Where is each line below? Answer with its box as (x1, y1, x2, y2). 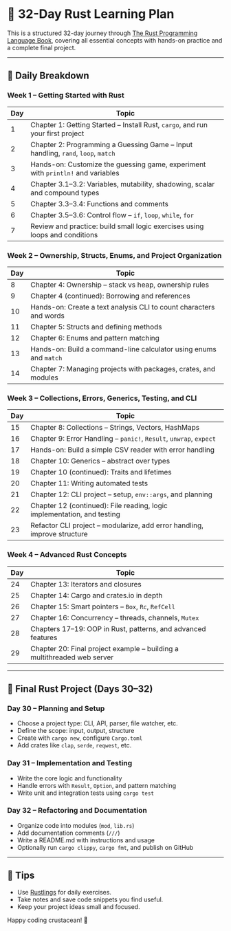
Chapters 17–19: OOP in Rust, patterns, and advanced (30, 624, 206, 633)
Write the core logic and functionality (16, 774, 122, 782)
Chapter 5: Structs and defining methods (30, 322, 162, 331)
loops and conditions (30, 230, 98, 239)
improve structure (30, 529, 88, 539)
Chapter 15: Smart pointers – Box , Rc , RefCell (30, 602, 175, 611)
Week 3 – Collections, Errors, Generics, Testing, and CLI (7, 393, 197, 403)
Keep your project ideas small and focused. (16, 902, 140, 910)
